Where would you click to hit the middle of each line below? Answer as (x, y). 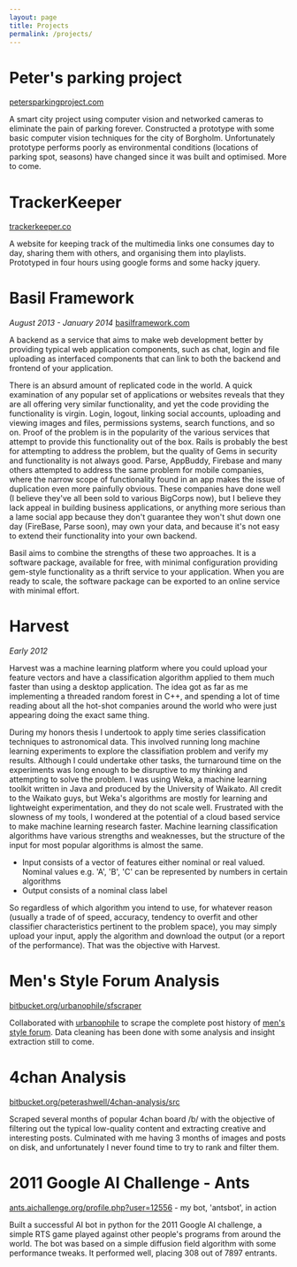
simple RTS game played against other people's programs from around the (145, 1234)
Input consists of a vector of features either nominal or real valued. (143, 862)
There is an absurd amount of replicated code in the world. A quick (131, 385)
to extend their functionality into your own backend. (103, 536)
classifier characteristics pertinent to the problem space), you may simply (143, 927)
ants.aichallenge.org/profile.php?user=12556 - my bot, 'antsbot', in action (143, 1207)
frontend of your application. (61, 368)
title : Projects (39, 26)
